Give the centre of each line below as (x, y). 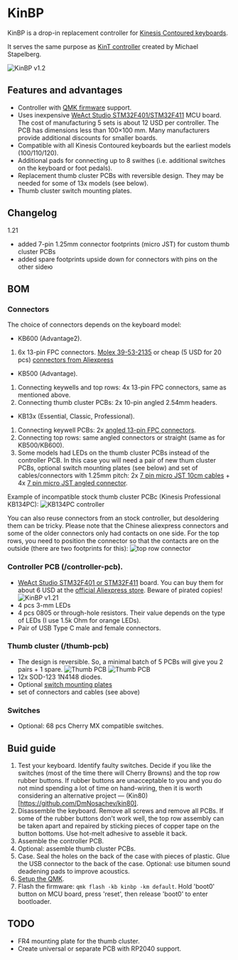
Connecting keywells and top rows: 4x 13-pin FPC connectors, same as (122, 387)
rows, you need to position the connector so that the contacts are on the (113, 541)
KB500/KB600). (41, 445)
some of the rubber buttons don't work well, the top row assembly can (121, 818)
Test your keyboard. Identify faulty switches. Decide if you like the (114, 765)
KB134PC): (23, 505)
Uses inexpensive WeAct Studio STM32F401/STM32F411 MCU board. (119, 115)
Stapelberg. (25, 54)
